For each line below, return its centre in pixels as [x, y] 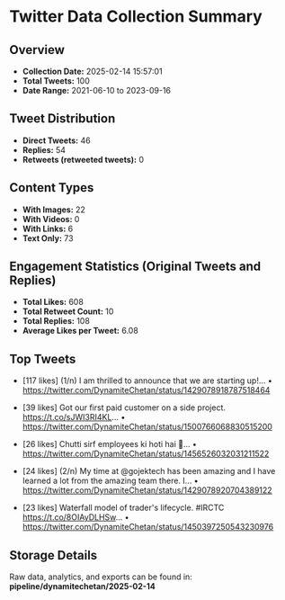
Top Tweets [43, 358]
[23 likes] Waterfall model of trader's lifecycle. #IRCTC [123, 508]
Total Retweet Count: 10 [68, 311]
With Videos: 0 [51, 219]
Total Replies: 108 [56, 321]
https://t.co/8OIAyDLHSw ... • [76, 517]
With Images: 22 [53, 210]
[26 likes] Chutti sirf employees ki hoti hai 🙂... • [110, 444]
